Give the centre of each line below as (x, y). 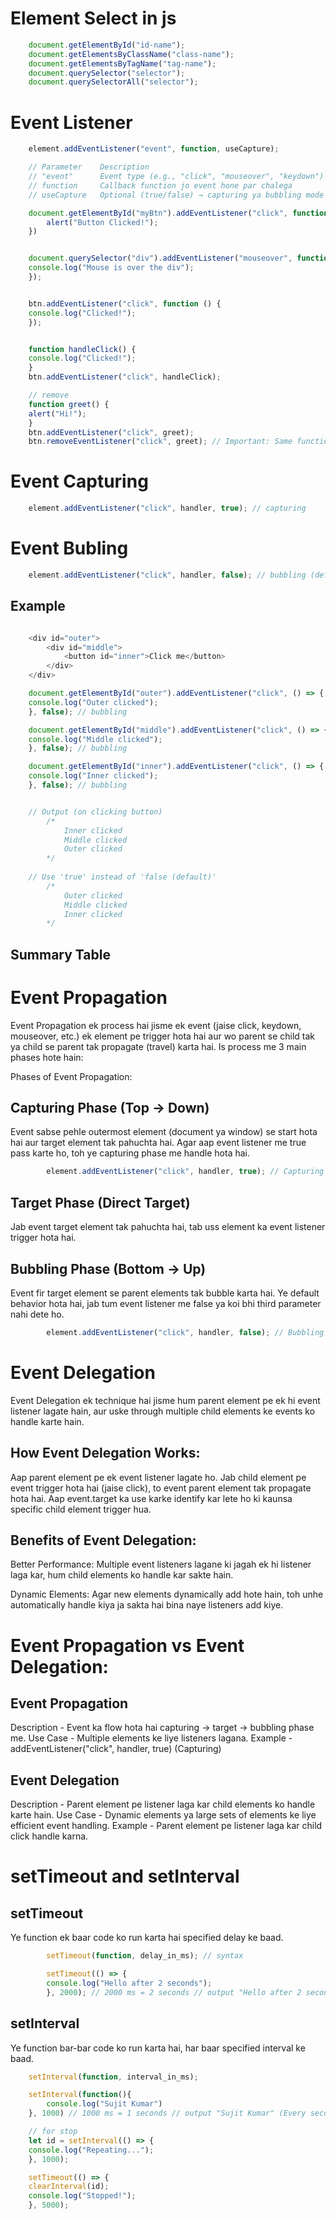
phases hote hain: (47, 1057)
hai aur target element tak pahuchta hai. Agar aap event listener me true (158, 1143)
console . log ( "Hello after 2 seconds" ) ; (129, 1983)
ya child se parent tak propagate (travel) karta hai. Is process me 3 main (158, 1046)
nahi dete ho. (37, 1314)
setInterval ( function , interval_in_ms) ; (113, 2077)
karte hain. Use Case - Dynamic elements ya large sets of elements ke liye (163, 1815)
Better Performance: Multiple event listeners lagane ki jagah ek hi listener (161, 1564)
